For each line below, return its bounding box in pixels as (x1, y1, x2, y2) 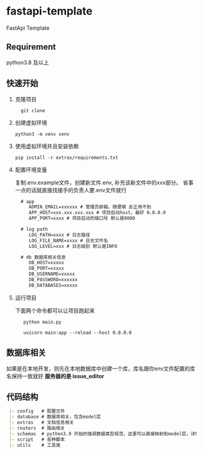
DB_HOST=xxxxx (28, 259, 65, 266)
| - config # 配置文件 (8, 408, 65, 415)
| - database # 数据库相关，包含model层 (8, 414, 101, 420)
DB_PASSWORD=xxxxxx (28, 277, 78, 283)
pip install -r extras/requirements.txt (14, 155, 118, 161)
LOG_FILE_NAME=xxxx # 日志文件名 (28, 238, 109, 244)
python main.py (23, 319, 62, 325)
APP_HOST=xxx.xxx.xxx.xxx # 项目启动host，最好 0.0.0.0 (28, 210, 166, 216)
